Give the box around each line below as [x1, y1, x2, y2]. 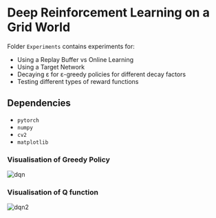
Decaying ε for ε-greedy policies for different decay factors [17, 70, 186, 78]
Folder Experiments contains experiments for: [7, 42, 136, 50]
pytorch [17, 117, 39, 124]
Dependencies [7, 98, 71, 109]
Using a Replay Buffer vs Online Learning [17, 55, 134, 63]
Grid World [7, 19, 71, 35]
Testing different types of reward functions [17, 77, 139, 85]
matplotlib [17, 139, 49, 146]
